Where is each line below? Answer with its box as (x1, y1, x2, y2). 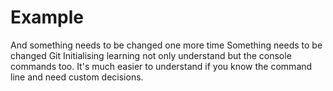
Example (10, 6, 84, 29)
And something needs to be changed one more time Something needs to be (10, 39, 323, 51)
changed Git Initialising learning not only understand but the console (10, 49, 292, 61)
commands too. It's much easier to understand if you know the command (10, 60, 313, 72)
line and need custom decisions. (10, 71, 144, 83)
